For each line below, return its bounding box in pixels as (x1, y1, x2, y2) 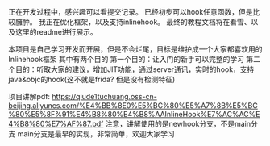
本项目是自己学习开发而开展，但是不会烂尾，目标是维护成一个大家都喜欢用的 (8, 44, 263, 54)
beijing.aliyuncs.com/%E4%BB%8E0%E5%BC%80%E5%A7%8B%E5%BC (8, 101, 258, 111)
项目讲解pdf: (8, 92, 51, 101)
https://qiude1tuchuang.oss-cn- (52, 92, 157, 101)
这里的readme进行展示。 (15, 27, 98, 36)
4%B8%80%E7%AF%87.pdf (8, 119, 104, 128)
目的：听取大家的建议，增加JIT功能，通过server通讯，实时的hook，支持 (15, 65, 255, 74)
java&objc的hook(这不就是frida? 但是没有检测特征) (8, 75, 176, 84)
